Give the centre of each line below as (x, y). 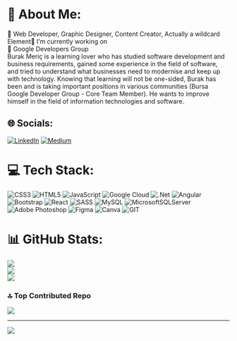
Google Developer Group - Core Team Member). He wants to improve (108, 94)
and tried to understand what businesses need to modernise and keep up (114, 71)
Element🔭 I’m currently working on (57, 41)
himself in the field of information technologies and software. (96, 101)
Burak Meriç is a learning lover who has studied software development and (116, 56)
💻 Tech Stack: (51, 170)
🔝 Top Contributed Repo (49, 295)
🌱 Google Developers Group (48, 49)
